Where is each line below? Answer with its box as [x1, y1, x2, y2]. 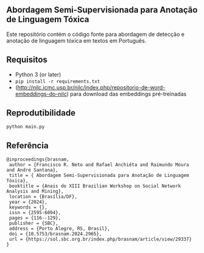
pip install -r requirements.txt [15, 78, 100, 85]
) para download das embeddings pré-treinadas [66, 90, 187, 97]
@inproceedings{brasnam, [6, 156, 69, 163]
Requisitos [6, 55, 47, 65]
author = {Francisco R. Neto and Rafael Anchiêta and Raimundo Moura [9, 162, 189, 168]
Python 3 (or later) [15, 71, 62, 78]
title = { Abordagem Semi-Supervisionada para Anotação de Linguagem [9, 173, 189, 179]
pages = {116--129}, [9, 215, 62, 221]
